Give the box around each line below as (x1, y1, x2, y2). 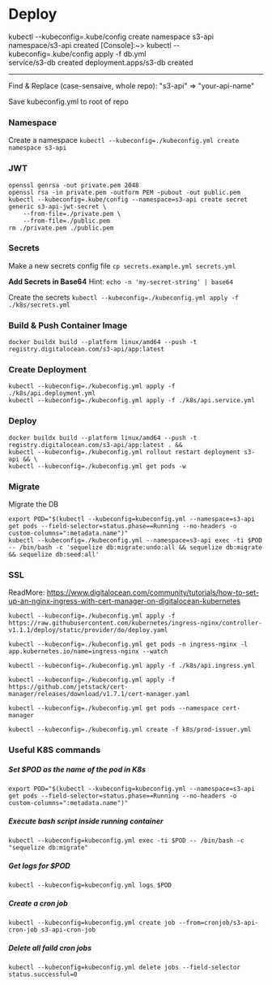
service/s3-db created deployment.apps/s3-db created (8, 58, 193, 67)
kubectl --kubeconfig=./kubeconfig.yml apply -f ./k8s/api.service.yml (8, 397, 255, 405)
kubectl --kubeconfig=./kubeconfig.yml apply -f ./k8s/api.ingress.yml (8, 662, 255, 670)
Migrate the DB (8, 500, 59, 510)
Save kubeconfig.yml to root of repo (8, 97, 130, 106)
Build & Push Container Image (8, 320, 128, 331)
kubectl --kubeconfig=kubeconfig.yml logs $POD (8, 881, 172, 889)
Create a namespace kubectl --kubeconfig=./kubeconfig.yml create (8, 135, 240, 145)
